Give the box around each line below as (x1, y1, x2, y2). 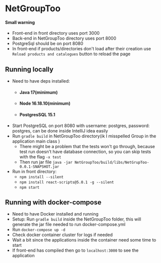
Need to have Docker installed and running (12, 211, 99, 217)
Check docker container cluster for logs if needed (12, 232, 113, 238)
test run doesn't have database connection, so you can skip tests (19, 149, 151, 154)
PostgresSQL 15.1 (19, 111, 55, 117)
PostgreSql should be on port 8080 (12, 41, 84, 46)
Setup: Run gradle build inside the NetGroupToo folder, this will (12, 216, 141, 222)
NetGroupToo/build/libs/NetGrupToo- (74, 160, 149, 165)
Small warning (5, 19, 35, 25)
